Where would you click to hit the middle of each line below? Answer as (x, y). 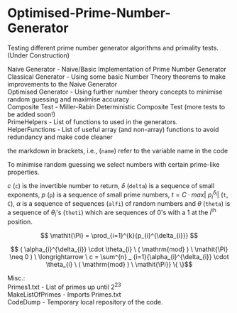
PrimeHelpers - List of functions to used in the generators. (93, 121)
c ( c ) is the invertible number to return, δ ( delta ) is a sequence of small (111, 185)
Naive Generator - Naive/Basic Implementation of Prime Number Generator (117, 69)
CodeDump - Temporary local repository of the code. (85, 302)
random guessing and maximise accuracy (68, 99)
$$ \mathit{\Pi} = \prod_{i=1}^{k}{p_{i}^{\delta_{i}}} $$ (119, 235)
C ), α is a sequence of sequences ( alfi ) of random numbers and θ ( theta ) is (119, 204)
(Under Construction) (38, 55)
